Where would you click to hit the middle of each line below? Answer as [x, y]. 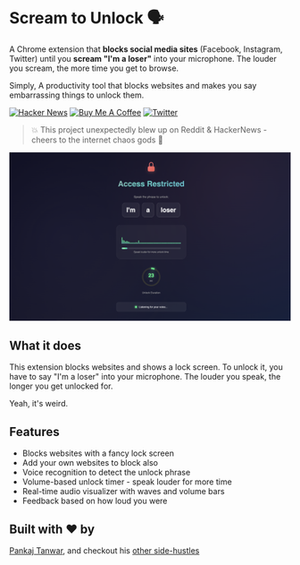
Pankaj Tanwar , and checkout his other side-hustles [104, 551]
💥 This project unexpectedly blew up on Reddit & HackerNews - [149, 129]
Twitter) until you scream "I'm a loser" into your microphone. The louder [143, 58]
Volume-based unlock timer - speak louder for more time [127, 482]
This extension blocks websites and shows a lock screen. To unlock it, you [146, 367]
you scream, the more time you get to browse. [94, 68]
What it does [46, 346]
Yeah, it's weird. [39, 404]
